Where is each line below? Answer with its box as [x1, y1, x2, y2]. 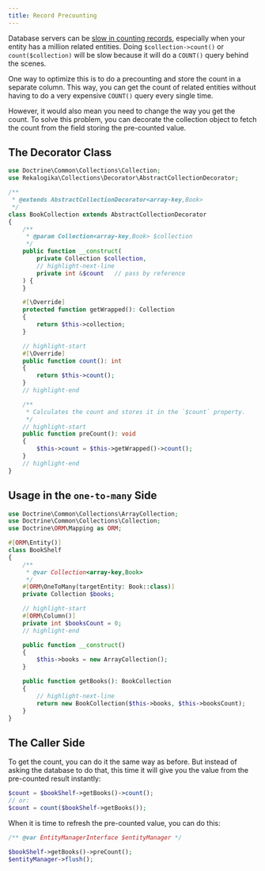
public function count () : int [22, 357, 123, 365]
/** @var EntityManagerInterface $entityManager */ [8, 833, 182, 842]
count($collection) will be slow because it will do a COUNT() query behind [8, 50, 249, 59]
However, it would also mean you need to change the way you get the [8, 106, 236, 116]
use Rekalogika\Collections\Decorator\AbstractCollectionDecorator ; [8, 174, 239, 182]
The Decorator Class [8, 146, 112, 159]
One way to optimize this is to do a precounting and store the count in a [8, 74, 241, 83]
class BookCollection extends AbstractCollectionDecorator [8, 211, 207, 219]
